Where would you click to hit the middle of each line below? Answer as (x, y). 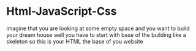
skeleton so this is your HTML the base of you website (75, 41)
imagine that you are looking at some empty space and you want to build (98, 28)
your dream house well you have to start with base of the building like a (96, 34)
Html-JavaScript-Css (62, 11)
